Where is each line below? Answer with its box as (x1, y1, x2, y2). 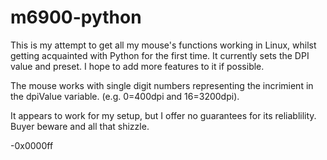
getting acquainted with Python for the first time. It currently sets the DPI (10, 49, 310, 61)
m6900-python (10, 6, 142, 29)
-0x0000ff (10, 139, 54, 151)
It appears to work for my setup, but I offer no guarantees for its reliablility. (10, 109, 317, 121)
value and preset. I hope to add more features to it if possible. (10, 60, 265, 72)
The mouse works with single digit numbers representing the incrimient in (10, 79, 314, 91)
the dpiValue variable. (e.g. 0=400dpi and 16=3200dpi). (10, 90, 240, 102)
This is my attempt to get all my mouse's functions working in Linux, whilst (10, 39, 317, 51)
